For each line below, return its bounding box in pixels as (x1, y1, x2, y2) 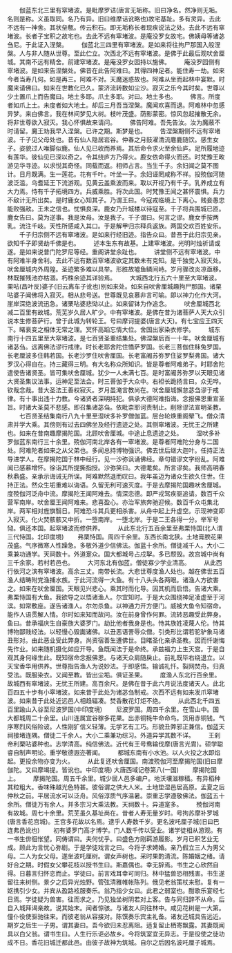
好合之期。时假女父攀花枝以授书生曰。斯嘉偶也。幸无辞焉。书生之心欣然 (7, 860, 213, 869)
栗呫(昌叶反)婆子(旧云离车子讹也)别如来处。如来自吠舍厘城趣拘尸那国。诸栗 (7, 282, 222, 290)
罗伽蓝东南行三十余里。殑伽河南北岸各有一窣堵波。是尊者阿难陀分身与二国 (7, 438, 219, 445)
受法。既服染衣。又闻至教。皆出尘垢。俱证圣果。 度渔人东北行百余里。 (7, 671, 221, 679)
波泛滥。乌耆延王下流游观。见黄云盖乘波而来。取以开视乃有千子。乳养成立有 (7, 179, 225, 186)
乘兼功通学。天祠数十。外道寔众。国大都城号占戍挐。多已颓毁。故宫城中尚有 (7, 550, 225, 558)
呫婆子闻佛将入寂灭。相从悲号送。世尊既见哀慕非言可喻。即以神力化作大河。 (7, 291, 225, 299)
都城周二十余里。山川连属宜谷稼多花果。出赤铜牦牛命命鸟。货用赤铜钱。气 (12, 714, 225, 722)
